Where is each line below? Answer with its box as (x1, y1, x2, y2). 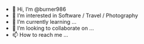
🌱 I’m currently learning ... (11, 18, 77, 25)
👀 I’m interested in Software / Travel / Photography (11, 12, 139, 19)
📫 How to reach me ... (11, 32, 68, 38)
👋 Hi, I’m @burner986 (11, 6, 67, 12)
